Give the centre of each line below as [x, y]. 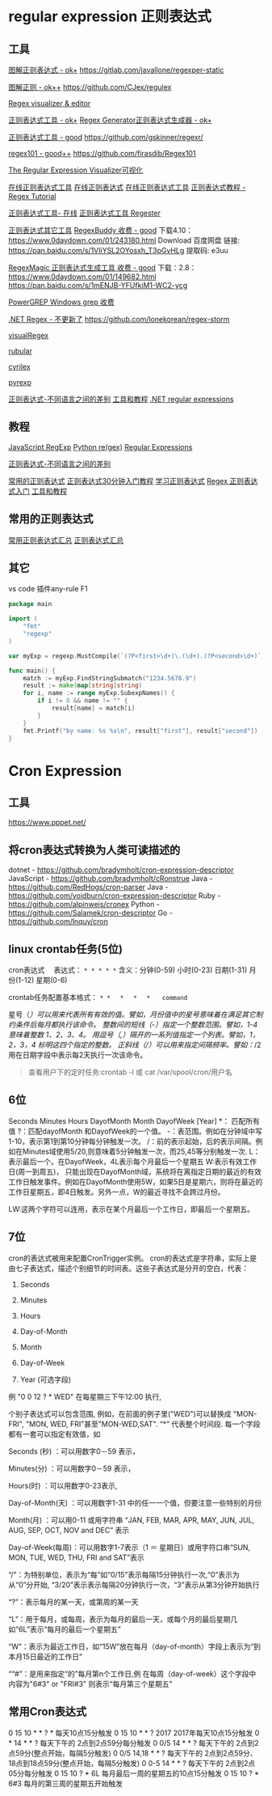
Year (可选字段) [45, 1379]
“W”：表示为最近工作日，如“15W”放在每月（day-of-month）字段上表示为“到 [134, 1646]
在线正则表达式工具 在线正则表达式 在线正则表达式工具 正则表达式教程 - [127, 187]
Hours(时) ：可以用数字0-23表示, [63, 1485]
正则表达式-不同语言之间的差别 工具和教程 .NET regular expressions [121, 399]
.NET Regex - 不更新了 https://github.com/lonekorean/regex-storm [119, 319]
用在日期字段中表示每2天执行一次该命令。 [78, 1055]
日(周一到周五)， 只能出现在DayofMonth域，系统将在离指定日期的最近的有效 [135, 1171]
